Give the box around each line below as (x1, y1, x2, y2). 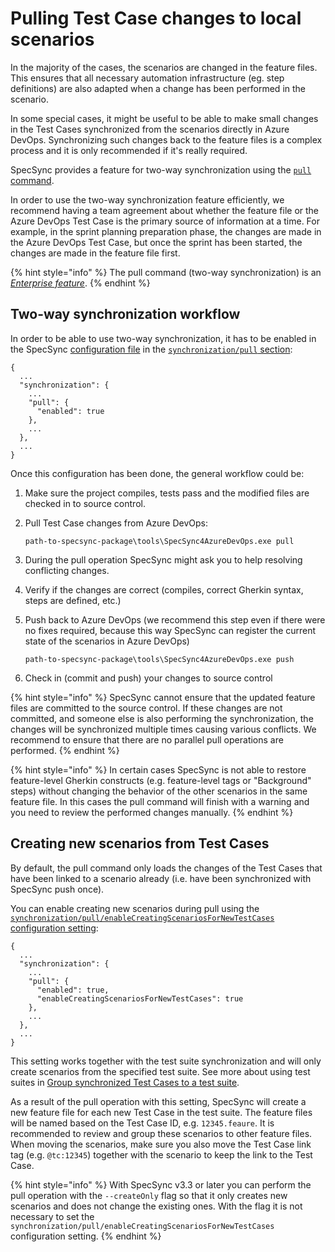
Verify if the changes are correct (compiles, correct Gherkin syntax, (24, 583, 304, 596)
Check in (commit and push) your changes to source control (24, 672, 273, 684)
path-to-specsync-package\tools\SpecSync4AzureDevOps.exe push (24, 654, 295, 664)
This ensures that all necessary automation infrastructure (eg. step (10, 72, 285, 84)
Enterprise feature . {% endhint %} (10, 277, 151, 289)
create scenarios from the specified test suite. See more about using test (10, 1065, 311, 1077)
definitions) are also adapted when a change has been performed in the (10, 82, 307, 94)
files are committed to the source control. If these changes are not (10, 702, 283, 714)
